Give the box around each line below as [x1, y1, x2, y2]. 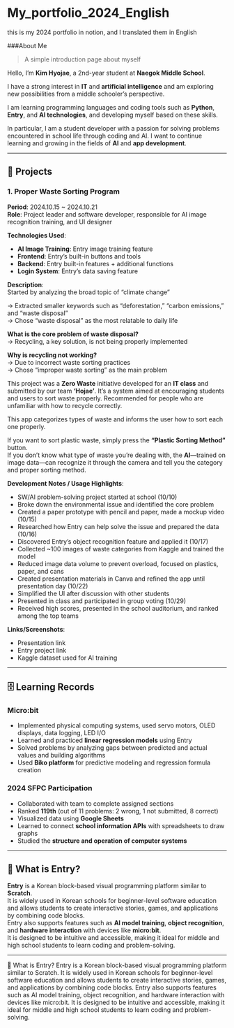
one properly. [7, 422, 46, 430]
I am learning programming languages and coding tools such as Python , [7, 103, 214, 111]
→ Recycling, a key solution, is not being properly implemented [7, 337, 188, 345]
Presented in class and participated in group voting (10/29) [17, 596, 187, 605]
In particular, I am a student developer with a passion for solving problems [7, 124, 220, 132]
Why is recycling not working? [7, 351, 97, 359]
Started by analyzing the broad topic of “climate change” [7, 288, 171, 296]
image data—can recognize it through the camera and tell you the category [7, 458, 223, 466]
